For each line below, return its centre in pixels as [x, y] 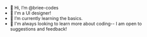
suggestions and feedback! [38, 29]
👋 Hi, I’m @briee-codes [34, 8]
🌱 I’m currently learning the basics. [46, 18]
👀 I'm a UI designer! [31, 13]
